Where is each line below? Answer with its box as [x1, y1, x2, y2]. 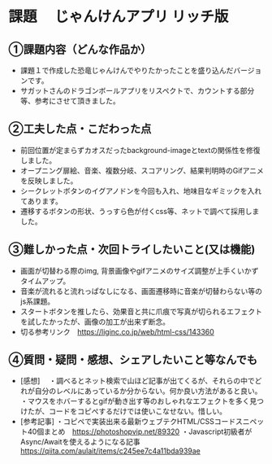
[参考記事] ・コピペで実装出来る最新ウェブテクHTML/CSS [19, 417, 215, 427]
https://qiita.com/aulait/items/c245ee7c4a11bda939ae [19, 446, 201, 456]
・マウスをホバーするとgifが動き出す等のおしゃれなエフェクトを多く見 [19, 396, 257, 406]
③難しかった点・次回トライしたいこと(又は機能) [8, 243, 256, 256]
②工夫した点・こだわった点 [8, 122, 152, 136]
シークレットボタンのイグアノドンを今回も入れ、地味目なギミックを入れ [19, 186, 262, 195]
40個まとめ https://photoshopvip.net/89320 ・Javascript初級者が [27, 427, 253, 436]
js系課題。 [19, 296, 55, 306]
